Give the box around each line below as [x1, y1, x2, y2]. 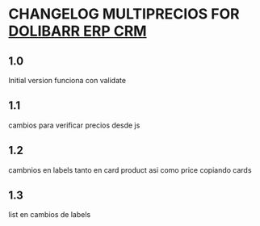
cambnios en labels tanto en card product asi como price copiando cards [8, 165, 252, 174]
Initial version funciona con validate [8, 76, 127, 85]
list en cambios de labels [8, 210, 91, 220]
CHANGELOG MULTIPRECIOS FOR [8, 5, 240, 23]
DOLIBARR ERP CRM [8, 22, 147, 40]
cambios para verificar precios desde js [8, 120, 140, 130]
